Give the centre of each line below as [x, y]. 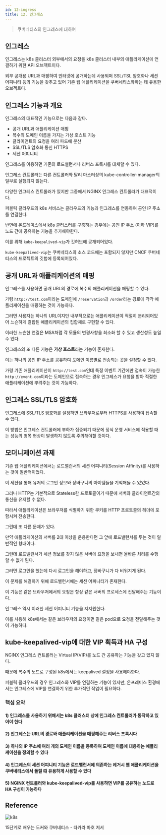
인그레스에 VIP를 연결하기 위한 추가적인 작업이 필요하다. [68, 689]
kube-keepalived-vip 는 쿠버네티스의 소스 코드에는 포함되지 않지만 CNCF [76, 252]
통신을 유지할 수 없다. [26, 499]
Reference [22, 805]
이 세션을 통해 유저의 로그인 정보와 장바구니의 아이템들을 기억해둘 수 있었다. [78, 482]
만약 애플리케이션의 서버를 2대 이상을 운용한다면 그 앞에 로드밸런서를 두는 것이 [81, 537]
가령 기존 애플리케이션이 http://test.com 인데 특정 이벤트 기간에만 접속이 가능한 [83, 370]
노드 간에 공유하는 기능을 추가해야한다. [42, 231]
